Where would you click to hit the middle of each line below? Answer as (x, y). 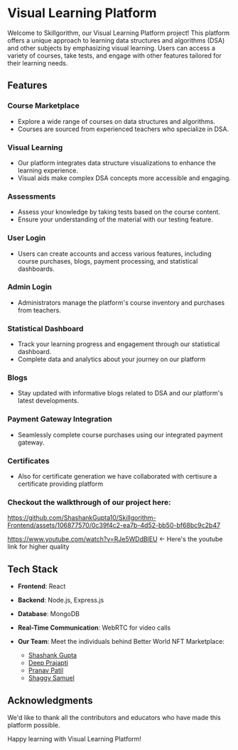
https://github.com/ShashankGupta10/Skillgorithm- (82, 518)
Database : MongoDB (49, 614)
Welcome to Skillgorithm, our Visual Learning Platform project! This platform (119, 33)
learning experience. (48, 170)
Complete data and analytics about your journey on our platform (112, 359)
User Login (27, 238)
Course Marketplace (43, 106)
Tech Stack (33, 569)
